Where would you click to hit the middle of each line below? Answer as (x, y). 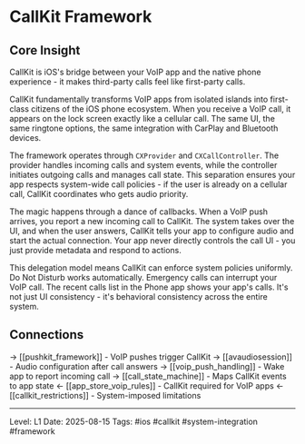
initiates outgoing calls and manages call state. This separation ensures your (152, 175)
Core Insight (45, 50)
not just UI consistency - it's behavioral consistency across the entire (138, 296)
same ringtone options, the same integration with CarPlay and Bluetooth (144, 128)
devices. (25, 138)
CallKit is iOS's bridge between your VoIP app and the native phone (135, 72)
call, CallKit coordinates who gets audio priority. (99, 194)
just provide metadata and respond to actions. (95, 250)
